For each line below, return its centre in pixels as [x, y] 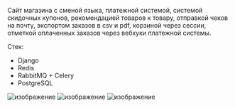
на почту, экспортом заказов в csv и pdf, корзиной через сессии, [107, 25]
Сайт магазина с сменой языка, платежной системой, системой [105, 10]
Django [28, 60]
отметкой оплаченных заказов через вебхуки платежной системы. [109, 33]
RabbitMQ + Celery [46, 75]
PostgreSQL [35, 83]
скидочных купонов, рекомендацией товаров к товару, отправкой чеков [118, 18]
